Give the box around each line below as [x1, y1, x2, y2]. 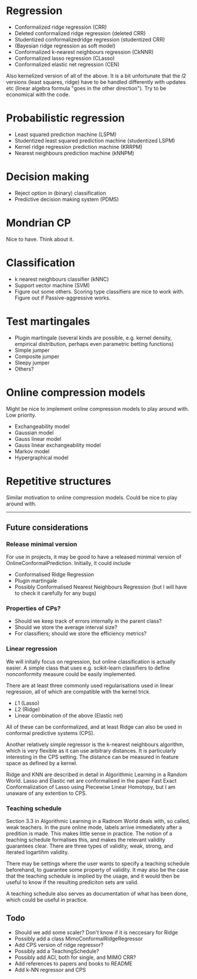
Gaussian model [14, 429, 54, 436]
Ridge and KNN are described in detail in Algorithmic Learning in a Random [6, 771, 188, 778]
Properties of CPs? [6, 604, 61, 613]
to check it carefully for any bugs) [14, 590, 97, 597]
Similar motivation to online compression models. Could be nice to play [6, 494, 178, 501]
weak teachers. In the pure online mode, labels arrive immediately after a [6, 824, 182, 831]
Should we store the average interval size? [14, 624, 117, 631]
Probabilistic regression [6, 111, 125, 125]
